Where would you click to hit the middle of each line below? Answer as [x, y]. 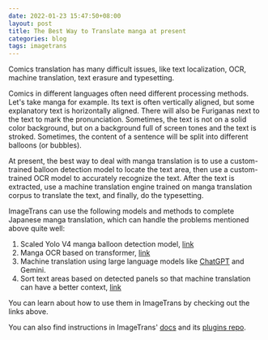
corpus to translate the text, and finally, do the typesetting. [106, 196]
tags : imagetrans [38, 46]
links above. [28, 312]
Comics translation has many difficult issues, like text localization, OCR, [128, 69]
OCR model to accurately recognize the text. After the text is [134, 179]
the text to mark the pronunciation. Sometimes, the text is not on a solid [128, 119]
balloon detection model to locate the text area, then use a [131, 170]
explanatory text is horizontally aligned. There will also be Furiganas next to [134, 111]
